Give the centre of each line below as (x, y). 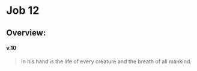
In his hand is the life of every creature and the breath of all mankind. (106, 61)
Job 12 (23, 11)
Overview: (26, 33)
